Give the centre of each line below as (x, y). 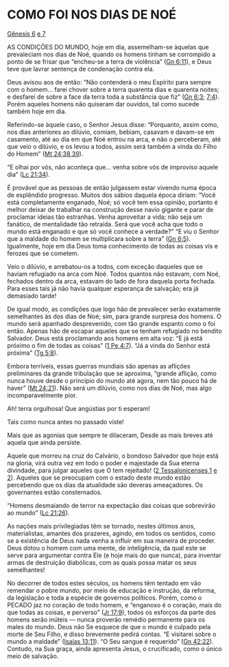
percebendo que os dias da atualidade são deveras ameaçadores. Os (105, 484)
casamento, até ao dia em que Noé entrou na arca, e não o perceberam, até (114, 139)
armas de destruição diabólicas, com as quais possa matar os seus (102, 562)
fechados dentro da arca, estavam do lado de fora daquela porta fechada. (111, 281)
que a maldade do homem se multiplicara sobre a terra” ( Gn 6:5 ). (99, 238)
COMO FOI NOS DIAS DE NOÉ (92, 15)
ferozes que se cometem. (43, 253)
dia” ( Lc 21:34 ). (28, 174)
